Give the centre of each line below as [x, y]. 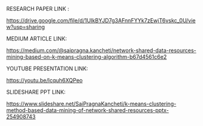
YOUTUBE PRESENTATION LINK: [47, 68]
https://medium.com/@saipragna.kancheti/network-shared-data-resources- [101, 50]
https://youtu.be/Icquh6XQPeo [45, 80]
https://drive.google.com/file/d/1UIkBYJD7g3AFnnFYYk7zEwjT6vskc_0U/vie [101, 20]
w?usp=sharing [26, 27]
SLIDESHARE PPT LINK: [36, 92]
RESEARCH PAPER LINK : [38, 9]
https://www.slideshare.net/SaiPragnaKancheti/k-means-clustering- [92, 104]
